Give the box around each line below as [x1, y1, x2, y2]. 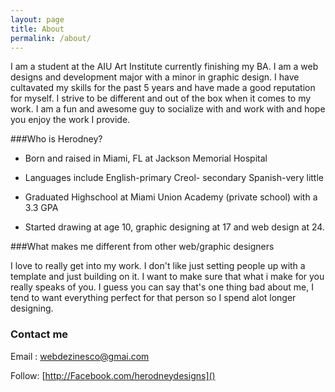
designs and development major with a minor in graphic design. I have [10, 71, 300, 83]
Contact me [10, 327, 69, 341]
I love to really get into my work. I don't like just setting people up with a [10, 260, 306, 272]
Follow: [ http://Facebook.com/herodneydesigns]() [10, 369, 216, 381]
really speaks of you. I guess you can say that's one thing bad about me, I [10, 281, 314, 293]
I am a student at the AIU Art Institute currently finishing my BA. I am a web [10, 61, 319, 73]
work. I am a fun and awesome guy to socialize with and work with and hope [10, 103, 326, 115]
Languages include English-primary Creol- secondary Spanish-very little [24, 172, 324, 184]
